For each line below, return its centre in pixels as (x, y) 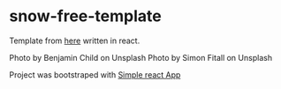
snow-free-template (85, 16)
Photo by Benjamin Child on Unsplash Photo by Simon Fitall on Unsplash (140, 57)
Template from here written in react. (75, 41)
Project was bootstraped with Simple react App (95, 74)
